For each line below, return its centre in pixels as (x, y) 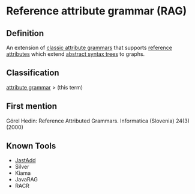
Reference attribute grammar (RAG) (97, 11)
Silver (22, 167)
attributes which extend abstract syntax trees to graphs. (76, 54)
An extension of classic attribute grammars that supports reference (89, 47)
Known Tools (31, 146)
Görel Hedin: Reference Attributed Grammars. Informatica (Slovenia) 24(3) (98, 121)
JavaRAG (26, 180)
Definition (25, 33)
